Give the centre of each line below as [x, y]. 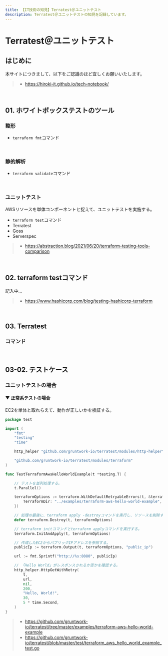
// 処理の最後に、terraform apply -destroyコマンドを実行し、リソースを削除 [87, 515]
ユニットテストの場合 [31, 385]
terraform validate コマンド [41, 174]
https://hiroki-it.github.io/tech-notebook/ [67, 84]
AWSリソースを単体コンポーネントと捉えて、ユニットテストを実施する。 [80, 209]
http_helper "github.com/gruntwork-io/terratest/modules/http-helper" [89, 452]
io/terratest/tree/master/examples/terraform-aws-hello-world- [89, 626]
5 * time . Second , [41, 603]
